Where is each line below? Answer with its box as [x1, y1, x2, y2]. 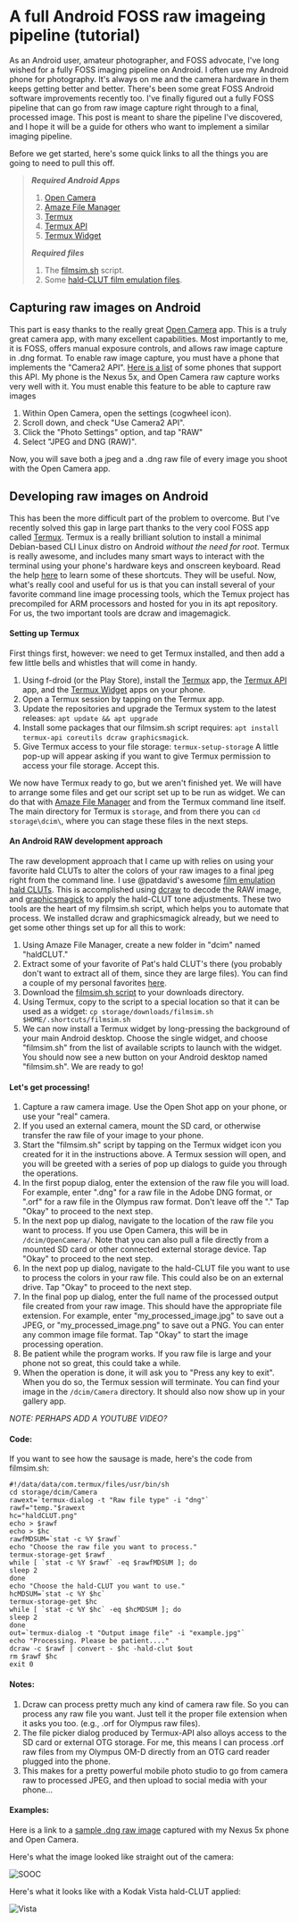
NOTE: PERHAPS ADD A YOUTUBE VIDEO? [9, 1414, 168, 1424]
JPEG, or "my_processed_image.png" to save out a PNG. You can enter [21, 1320, 285, 1330]
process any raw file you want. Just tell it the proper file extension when [21, 1708, 287, 1719]
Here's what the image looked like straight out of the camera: [9, 1851, 234, 1862]
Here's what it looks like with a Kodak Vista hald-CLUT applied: [9, 1885, 241, 1896]
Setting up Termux [9, 628, 80, 639]
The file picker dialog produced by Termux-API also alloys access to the [21, 1727, 287, 1738]
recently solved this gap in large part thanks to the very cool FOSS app [9, 522, 270, 533]
